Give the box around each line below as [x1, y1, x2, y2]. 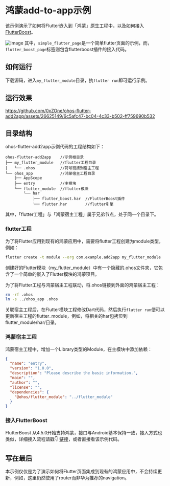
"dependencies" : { [10, 389, 50, 394]
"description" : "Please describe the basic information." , [10, 370, 138, 376]
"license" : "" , [10, 385, 42, 390]
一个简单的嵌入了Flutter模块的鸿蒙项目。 [14, 271, 100, 277]
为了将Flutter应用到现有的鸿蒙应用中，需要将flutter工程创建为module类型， [5, 238, 163, 244]
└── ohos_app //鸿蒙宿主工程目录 [5, 171, 95, 176]
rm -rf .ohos [5, 292, 33, 297]
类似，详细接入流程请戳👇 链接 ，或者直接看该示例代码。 [5, 436, 123, 442]
